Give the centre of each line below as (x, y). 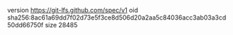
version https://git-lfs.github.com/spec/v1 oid (73, 10)
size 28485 (61, 25)
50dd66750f (25, 25)
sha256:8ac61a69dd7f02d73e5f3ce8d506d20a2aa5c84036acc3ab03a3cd (117, 17)
